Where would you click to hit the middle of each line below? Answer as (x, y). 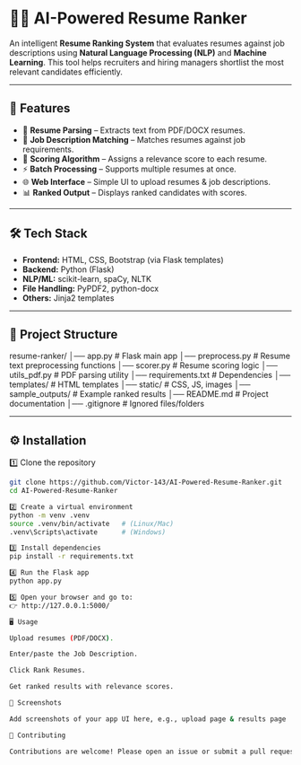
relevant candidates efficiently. (66, 72)
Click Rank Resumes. (48, 671)
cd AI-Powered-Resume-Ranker (64, 491)
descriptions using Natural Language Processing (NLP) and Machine (138, 52)
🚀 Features (40, 108)
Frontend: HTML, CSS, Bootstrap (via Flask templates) (123, 259)
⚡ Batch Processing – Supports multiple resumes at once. (129, 169)
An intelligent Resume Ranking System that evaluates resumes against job (147, 43)
